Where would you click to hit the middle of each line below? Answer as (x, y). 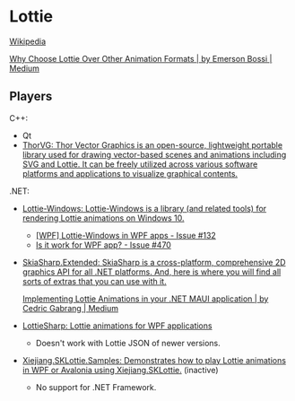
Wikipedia (28, 41)
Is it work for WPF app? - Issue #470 (104, 245)
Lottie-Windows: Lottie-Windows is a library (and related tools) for (144, 208)
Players (31, 96)
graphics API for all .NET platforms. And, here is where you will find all (152, 272)
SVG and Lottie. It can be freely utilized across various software (140, 164)
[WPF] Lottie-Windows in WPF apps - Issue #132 (126, 235)
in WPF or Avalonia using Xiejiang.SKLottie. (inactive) (120, 370)
